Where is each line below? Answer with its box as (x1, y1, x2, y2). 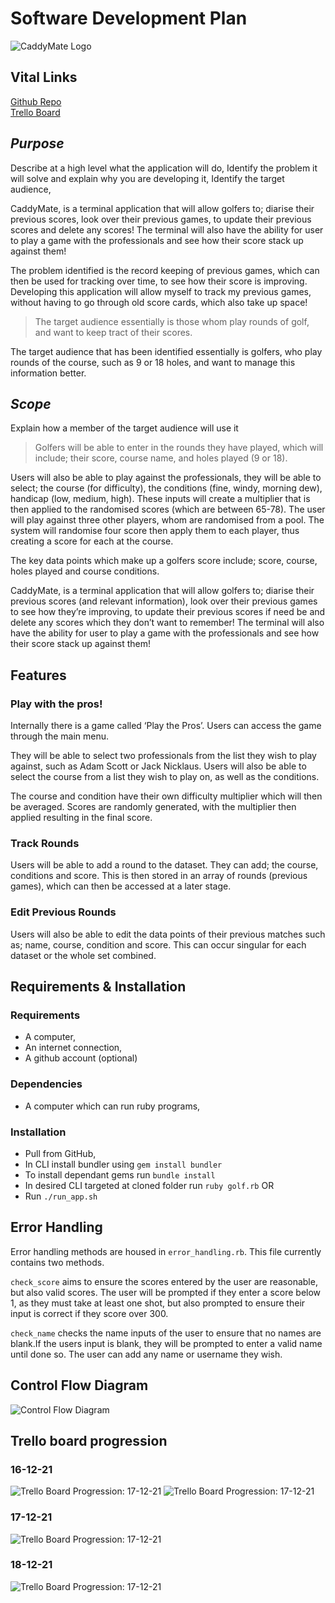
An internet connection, (24, 1042, 123, 1054)
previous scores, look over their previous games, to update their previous (10, 213, 312, 225)
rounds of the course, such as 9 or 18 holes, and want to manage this (10, 356, 296, 368)
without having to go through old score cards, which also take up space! (10, 296, 308, 308)
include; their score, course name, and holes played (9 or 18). (34, 452, 288, 464)
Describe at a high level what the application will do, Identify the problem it (10, 162, 318, 174)
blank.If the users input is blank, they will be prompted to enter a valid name (10, 1337, 323, 1349)
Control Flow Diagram (10, 1377, 149, 1394)
